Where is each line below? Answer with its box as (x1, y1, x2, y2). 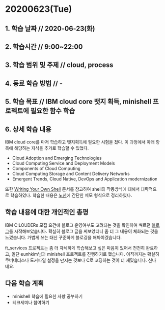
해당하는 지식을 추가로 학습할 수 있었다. (14, 145, 89, 151)
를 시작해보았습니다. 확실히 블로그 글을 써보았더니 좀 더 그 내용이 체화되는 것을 (9, 228, 159, 234)
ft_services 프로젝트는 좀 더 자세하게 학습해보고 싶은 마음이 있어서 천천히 (5, 245, 145, 251)
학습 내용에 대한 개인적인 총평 (5, 208, 89, 216)
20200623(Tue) (5, 3, 72, 15)
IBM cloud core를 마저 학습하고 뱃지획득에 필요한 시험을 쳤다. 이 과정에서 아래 (5, 139, 155, 145)
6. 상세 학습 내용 (5, 125, 52, 134)
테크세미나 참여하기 (12, 299, 50, 305)
